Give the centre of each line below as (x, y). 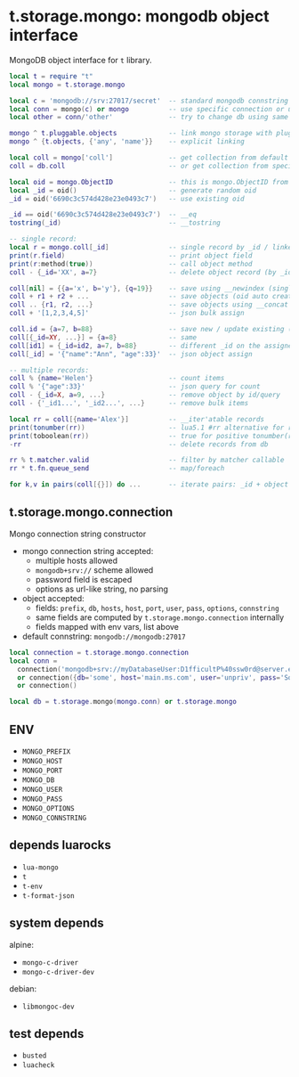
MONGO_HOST (42, 761)
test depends (47, 1034)
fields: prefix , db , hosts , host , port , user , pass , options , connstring (157, 608)
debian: (23, 988)
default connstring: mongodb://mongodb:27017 (104, 636)
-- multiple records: (49, 370)
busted (34, 1056)
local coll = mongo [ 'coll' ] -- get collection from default (149, 158)
